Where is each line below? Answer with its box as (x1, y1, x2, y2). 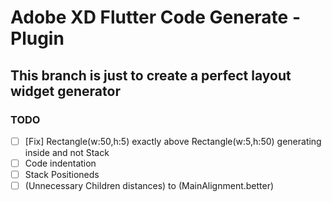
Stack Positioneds (24, 169, 100, 180)
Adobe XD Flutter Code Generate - (10, 6, 301, 29)
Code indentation (24, 157, 97, 169)
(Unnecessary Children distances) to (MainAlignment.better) (24, 180, 275, 192)
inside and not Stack (24, 146, 110, 158)
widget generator (10, 82, 121, 100)
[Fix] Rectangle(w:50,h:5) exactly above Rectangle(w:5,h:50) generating (24, 135, 322, 147)
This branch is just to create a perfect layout (10, 67, 292, 84)
